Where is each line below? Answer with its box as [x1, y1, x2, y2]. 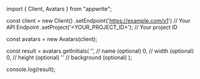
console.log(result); [6, 66, 56, 73]
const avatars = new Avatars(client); [6, 36, 98, 42]
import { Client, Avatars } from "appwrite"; [6, 6, 112, 12]
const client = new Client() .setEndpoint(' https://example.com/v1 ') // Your [6, 17, 191, 24]
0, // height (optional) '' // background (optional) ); [6, 54, 133, 61]
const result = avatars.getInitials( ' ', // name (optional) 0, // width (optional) [6, 47, 194, 55]
